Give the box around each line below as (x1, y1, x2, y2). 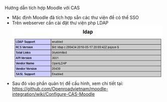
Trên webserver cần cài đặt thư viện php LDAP (12, 20, 109, 26)
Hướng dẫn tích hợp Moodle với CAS (5, 5, 80, 11)
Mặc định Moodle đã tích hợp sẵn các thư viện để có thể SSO (12, 15, 139, 20)
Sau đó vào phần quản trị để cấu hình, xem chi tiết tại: (12, 80, 123, 86)
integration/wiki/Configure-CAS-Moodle (12, 91, 95, 97)
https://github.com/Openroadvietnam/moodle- (12, 85, 108, 91)
